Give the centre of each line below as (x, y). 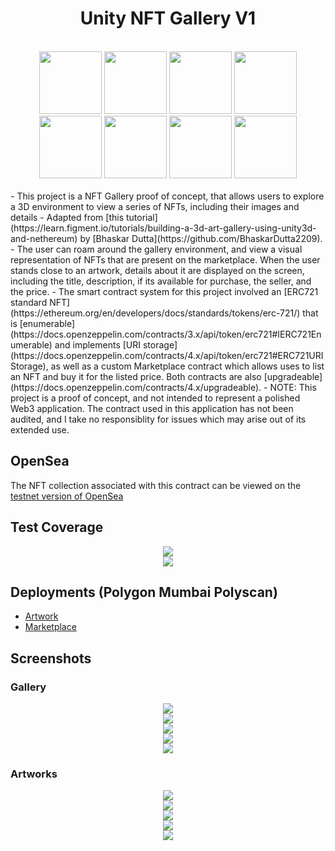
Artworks (34, 774)
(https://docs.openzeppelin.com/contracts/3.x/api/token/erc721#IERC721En (166, 334)
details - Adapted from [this (67, 217)
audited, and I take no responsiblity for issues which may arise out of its (158, 419)
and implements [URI (98, 344)
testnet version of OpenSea (67, 496)
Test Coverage (57, 527)
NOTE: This (293, 387)
